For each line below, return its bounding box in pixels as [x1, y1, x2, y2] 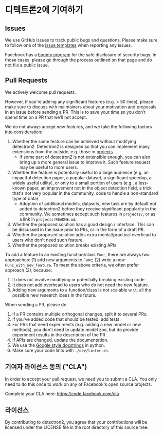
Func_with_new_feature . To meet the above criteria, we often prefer [5, 262, 140, 268]
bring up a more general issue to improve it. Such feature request [19, 159, 150, 165]
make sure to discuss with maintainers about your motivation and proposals [5, 104, 157, 110]
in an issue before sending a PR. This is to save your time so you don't [5, 109, 146, 115]
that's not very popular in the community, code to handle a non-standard [12, 190, 158, 196]
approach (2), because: [5, 267, 52, 273]
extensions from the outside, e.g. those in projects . [12, 148, 114, 154]
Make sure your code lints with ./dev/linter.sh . [12, 347, 109, 353]
